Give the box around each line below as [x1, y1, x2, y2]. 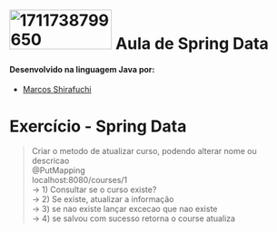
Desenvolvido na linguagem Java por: [9, 63, 155, 74]
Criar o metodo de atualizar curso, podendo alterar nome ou [31, 146, 257, 157]
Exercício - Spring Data [9, 116, 187, 136]
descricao [31, 155, 70, 167]
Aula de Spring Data [114, 34, 270, 54]
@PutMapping [31, 165, 86, 176]
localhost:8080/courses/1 [31, 175, 128, 186]
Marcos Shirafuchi [22, 84, 92, 95]
